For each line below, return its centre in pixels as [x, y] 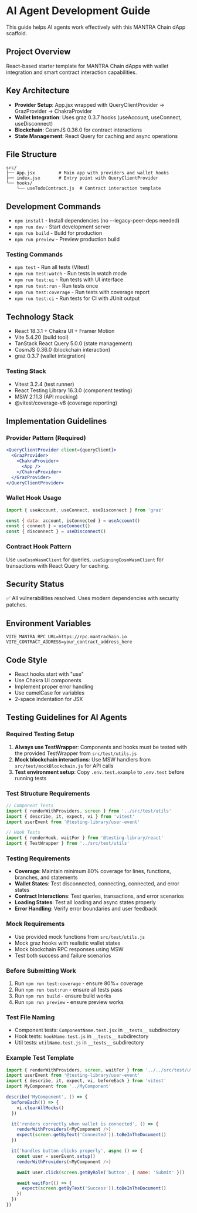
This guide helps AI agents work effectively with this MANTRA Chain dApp [96, 27]
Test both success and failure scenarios [63, 955]
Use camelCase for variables [50, 693]
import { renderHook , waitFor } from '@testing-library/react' [85, 838]
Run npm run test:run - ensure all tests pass [69, 989]
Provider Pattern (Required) [46, 437]
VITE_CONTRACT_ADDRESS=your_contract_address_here [69, 642]
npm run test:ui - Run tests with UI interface [69, 279]
